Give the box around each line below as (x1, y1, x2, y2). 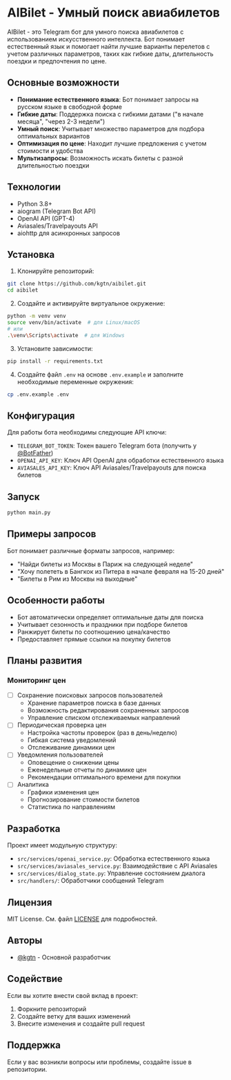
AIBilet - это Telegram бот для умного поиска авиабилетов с (7, 28, 184, 36)
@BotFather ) (17, 449, 54, 457)
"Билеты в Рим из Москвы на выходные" (17, 574, 138, 583)
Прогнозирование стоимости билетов (27, 795, 140, 804)
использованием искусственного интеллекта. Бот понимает (7, 34, 185, 43)
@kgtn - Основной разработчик (17, 953, 111, 961)
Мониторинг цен (7, 675, 66, 685)
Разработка (7, 823, 61, 834)
